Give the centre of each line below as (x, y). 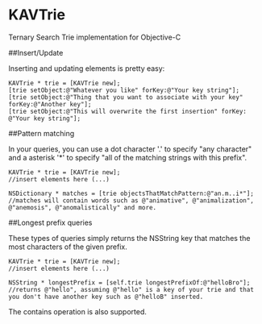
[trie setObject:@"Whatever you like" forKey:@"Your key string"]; (124, 90)
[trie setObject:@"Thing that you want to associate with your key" (126, 97)
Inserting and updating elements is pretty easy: (87, 68)
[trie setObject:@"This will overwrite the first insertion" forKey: (128, 111)
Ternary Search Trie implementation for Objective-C (95, 37)
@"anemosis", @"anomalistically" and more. (83, 207)
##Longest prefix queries (50, 222)
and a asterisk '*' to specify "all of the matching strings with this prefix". (128, 157)
